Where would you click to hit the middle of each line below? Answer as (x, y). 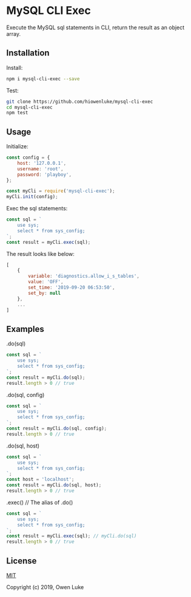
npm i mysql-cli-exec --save (43, 79)
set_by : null (45, 293)
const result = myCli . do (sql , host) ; (54, 485)
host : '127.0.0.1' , (42, 163)
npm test (17, 113)
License (22, 561)
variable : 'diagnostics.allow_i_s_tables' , (84, 276)
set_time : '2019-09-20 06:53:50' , (72, 288)
